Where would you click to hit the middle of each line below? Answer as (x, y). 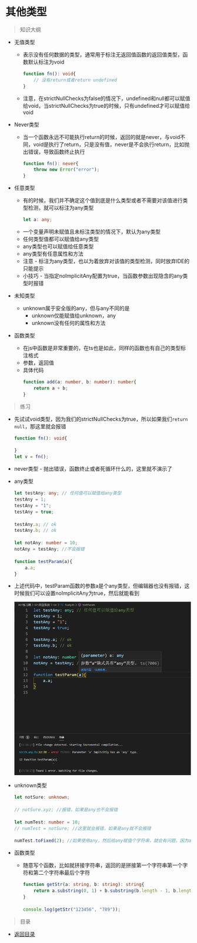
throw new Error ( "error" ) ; (67, 170)
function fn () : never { (51, 163)
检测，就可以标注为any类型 (61, 208)
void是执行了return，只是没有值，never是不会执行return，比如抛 (111, 144)
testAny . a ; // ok (35, 524)
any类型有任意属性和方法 (53, 254)
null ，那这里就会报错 (40, 426)
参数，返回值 (38, 363)
